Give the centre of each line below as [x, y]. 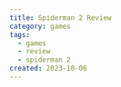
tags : [20, 34]
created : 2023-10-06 [49, 69]
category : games [40, 26]
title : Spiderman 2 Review [60, 18]
